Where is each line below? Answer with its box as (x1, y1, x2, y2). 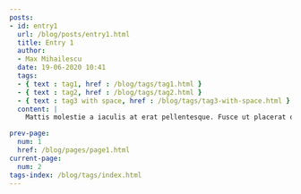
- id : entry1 (9, 21, 58, 30)
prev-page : (9, 129, 50, 139)
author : (17, 46, 47, 55)
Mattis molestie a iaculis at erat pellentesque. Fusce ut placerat (25, 113, 287, 122)
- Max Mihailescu (17, 55, 82, 63)
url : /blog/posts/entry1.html (17, 30, 130, 38)
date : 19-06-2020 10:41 (17, 63, 106, 72)
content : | (17, 105, 58, 114)
